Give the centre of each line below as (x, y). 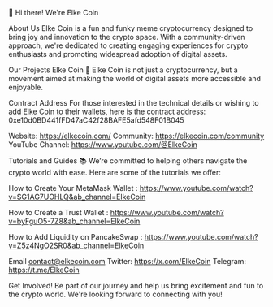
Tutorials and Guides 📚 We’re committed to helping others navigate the (128, 161)
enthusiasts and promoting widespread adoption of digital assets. (118, 54)
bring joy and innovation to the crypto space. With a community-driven (127, 37)
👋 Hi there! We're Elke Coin (54, 13)
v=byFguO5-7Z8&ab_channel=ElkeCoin (74, 221)
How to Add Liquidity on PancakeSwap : (76, 237)
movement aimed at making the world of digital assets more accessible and (135, 78)
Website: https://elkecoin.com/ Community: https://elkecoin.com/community (136, 136)
